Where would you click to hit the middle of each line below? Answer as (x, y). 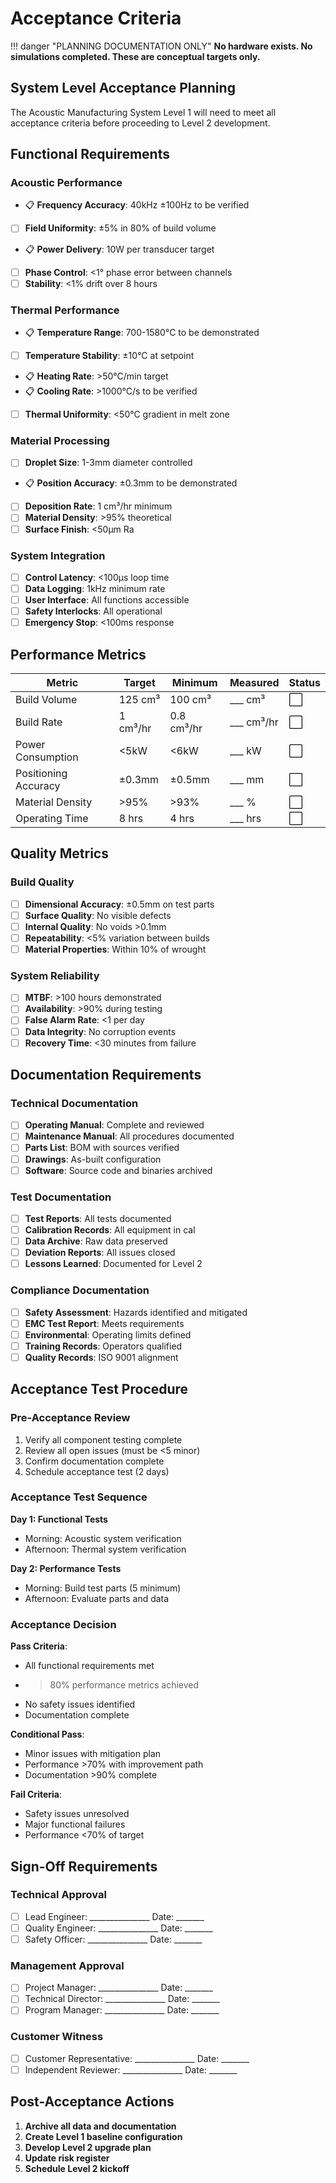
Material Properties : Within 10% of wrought (115, 949)
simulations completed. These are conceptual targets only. (135, 56)
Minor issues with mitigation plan (93, 1754)
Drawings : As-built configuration (93, 1159)
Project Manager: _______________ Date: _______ (118, 1988)
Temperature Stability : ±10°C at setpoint (109, 355)
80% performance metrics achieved (124, 1685)
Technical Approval (58, 1895)
